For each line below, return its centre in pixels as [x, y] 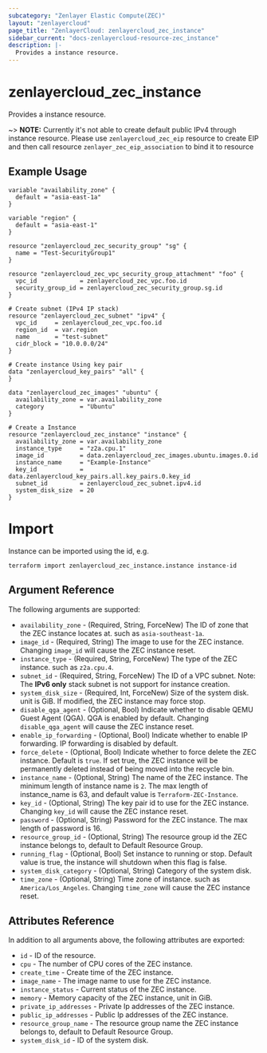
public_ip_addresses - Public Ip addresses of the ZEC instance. [124, 1015]
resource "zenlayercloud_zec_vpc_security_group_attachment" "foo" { [126, 274]
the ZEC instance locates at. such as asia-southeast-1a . [112, 633]
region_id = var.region [57, 329]
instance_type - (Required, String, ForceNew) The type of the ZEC [128, 658]
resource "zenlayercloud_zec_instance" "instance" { [98, 434]
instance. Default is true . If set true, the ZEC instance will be [119, 760]
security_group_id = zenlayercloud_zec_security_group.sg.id [119, 288]
